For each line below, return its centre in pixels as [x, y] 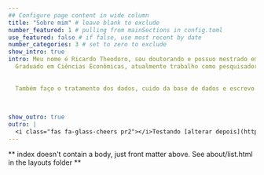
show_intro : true [37, 52]
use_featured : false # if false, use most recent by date [105, 37]
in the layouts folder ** [45, 162]
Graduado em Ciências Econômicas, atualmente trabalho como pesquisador [137, 67]
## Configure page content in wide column [79, 15]
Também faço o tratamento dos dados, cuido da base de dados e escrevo [135, 88]
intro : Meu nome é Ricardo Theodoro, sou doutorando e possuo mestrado [128, 60]
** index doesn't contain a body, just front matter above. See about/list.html [130, 154]
